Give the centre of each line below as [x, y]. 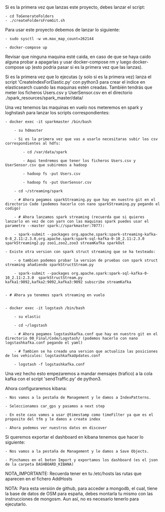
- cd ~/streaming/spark [39, 191]
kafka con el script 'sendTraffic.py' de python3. [54, 379]
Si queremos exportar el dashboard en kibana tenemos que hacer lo [74, 437]
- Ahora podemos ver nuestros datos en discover [56, 428]
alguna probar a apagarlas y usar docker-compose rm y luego [68, 62]
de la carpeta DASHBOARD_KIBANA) [40, 464]
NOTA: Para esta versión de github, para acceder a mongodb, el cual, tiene [81, 488]
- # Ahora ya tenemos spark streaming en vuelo [55, 295]
